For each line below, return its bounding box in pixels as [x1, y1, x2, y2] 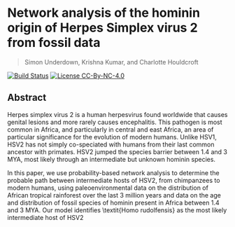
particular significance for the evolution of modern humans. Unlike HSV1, [7, 132, 217, 141]
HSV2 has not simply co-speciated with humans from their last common [7, 140, 215, 149]
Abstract [7, 92, 47, 104]
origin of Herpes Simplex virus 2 [7, 20, 198, 36]
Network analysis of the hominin [7, 5, 201, 21]
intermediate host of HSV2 [7, 213, 84, 221]
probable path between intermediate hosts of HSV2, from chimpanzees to [7, 176, 220, 184]
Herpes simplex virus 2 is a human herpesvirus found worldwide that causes [7, 110, 229, 118]
